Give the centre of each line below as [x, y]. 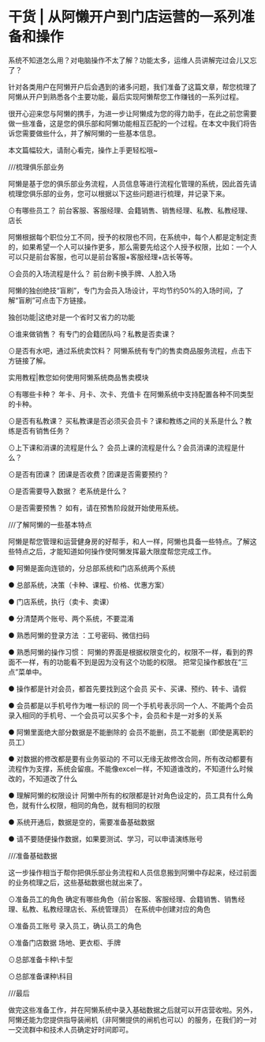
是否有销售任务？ [43, 430]
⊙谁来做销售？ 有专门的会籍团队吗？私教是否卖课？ [92, 334]
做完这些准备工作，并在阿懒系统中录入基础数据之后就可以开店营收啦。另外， [132, 1010]
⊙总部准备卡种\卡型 [41, 959]
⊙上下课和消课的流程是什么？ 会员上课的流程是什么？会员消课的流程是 [123, 447]
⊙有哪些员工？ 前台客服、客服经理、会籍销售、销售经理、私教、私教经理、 [130, 210]
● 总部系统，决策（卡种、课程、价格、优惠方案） [88, 585]
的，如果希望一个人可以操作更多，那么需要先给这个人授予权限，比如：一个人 [132, 247]
